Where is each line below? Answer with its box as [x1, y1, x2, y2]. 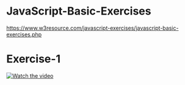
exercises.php [6, 30, 42, 38]
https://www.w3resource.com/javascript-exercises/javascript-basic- [6, 24, 179, 32]
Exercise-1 [6, 52, 61, 66]
